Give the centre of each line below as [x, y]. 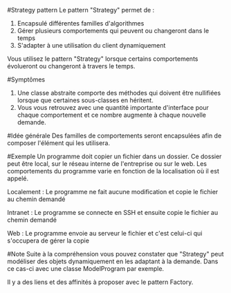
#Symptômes [26, 79]
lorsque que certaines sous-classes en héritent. [85, 100]
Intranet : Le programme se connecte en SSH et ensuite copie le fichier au [113, 212]
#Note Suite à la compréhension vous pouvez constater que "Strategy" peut [115, 254]
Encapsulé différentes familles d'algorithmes [81, 23]
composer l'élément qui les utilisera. [59, 143]
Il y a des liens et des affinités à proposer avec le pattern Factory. [100, 282]
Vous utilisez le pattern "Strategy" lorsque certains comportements [103, 59]
